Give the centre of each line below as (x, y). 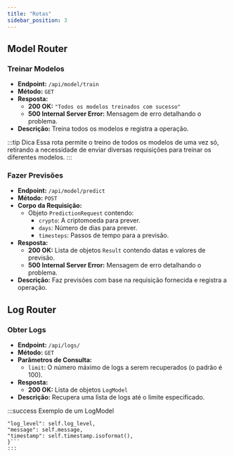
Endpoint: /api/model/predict (61, 191)
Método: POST (37, 198)
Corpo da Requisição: (50, 206)
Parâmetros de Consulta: (55, 360)
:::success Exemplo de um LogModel (61, 411)
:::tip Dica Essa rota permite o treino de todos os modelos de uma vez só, (113, 143)
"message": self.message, (45, 430)
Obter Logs (27, 329)
